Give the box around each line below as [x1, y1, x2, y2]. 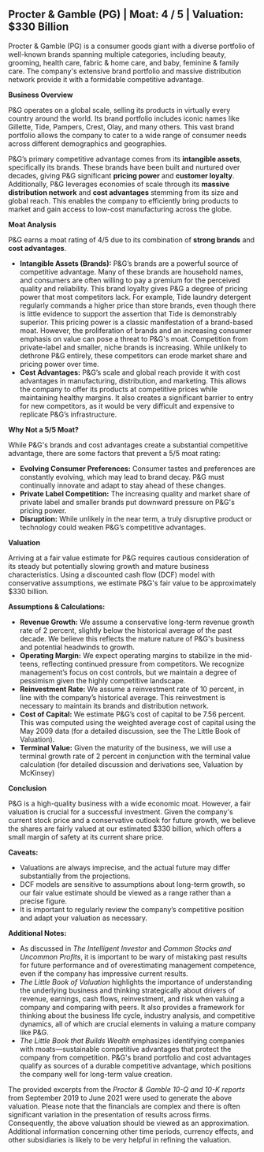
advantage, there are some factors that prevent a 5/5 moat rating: [8, 448, 221, 458]
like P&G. [19, 1027, 50, 1037]
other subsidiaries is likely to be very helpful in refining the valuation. [8, 1135, 232, 1144]
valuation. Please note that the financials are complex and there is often [8, 1102, 240, 1111]
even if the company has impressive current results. [19, 968, 189, 978]
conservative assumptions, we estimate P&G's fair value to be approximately [8, 578, 257, 588]
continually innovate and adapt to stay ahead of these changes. [19, 481, 226, 490]
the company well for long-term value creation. [19, 1069, 173, 1079]
